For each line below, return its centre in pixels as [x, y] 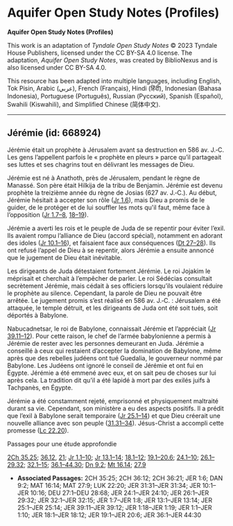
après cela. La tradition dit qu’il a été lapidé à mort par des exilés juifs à [109, 380]
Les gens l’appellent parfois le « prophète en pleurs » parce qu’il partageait [114, 157]
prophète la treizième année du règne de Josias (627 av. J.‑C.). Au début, [112, 193]
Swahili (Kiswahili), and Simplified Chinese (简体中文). [84, 104]
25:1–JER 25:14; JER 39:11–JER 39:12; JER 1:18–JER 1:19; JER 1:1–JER [114, 507]
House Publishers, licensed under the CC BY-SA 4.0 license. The [100, 53]
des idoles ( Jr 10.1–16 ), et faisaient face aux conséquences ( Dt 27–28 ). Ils [112, 243]
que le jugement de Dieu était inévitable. [65, 257]
